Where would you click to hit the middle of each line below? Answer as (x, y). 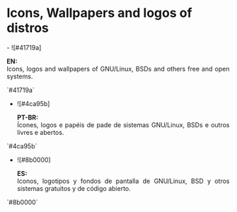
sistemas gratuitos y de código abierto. (74, 188)
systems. (20, 76)
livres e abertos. (40, 132)
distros (28, 28)
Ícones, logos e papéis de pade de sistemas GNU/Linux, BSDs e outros (123, 124)
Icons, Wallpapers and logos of (99, 13)
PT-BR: (28, 117)
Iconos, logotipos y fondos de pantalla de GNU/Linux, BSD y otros (123, 181)
